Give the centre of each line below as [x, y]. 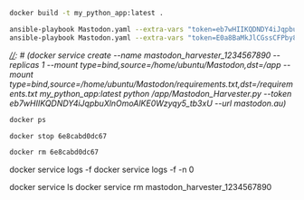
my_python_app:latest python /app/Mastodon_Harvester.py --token [166, 93]
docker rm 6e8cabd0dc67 [54, 152]
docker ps [28, 119]
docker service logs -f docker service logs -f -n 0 [102, 170]
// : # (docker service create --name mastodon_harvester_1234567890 [140, 55]
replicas [24, 64]
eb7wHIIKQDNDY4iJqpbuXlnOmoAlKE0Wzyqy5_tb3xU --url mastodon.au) [148, 103]
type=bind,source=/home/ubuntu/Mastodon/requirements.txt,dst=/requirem [152, 84]
